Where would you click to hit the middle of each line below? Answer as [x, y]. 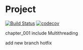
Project [21, 9]
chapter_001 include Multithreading [41, 33]
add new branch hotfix [28, 43]
